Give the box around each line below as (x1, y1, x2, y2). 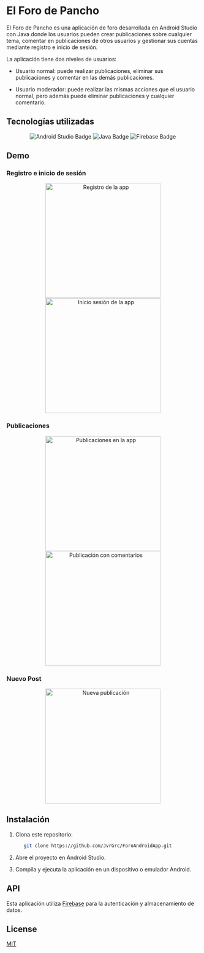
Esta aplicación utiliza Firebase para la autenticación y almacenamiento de (6, 900, 194, 907)
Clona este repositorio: (15, 830, 73, 838)
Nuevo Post (6, 674, 42, 683)
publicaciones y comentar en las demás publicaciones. (15, 74, 154, 81)
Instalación (6, 814, 50, 825)
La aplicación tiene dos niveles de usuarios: (6, 55, 117, 63)
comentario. (15, 99, 46, 106)
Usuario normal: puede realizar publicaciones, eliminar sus (15, 67, 164, 74)
